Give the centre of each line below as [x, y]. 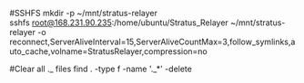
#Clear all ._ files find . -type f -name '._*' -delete [101, 69]
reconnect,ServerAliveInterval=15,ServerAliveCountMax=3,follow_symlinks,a [152, 41]
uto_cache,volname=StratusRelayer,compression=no [108, 51]
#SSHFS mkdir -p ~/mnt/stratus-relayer [83, 13]
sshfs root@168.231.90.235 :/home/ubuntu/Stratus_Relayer [119, 23]
